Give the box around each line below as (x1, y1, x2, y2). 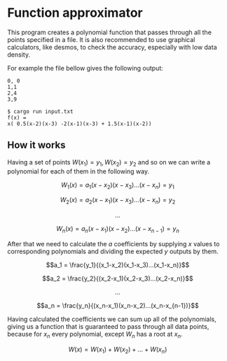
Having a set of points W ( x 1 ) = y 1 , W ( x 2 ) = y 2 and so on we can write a (7, 157, 211, 168)
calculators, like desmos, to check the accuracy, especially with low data (7, 43, 217, 51)
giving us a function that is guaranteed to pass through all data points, (7, 322, 209, 330)
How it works (7, 139, 66, 151)
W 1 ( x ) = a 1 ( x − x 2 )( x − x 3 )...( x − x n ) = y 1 (60, 180, 175, 190)
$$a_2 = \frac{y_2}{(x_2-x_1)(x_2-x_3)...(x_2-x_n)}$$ (41, 274, 194, 283)
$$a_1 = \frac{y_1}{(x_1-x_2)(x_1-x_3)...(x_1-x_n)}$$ (46, 260, 190, 269)
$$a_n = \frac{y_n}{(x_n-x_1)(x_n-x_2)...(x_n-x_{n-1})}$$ (36, 301, 199, 309)
